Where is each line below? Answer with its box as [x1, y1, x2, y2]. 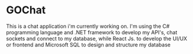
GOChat [6, 3, 46, 17]
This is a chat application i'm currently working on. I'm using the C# [6, 23, 170, 30]
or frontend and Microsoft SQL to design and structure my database [6, 41, 171, 48]
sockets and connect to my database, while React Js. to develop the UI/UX [6, 35, 187, 42]
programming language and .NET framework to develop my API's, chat [6, 28, 178, 35]
